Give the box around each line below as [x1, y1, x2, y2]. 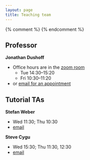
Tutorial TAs [5, 95, 45, 104]
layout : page [5, 7, 33, 13]
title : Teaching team [5, 12, 51, 17]
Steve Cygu [5, 134, 31, 140]
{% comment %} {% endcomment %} [5, 26, 84, 32]
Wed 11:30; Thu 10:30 [12, 119, 58, 125]
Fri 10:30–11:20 [20, 75, 52, 82]
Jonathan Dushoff [5, 55, 45, 61]
